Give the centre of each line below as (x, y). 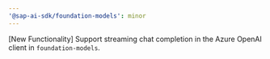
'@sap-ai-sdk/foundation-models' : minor (78, 16)
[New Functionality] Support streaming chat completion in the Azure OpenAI (135, 39)
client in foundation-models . (55, 47)
